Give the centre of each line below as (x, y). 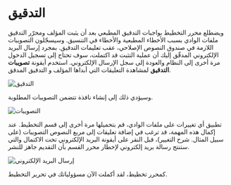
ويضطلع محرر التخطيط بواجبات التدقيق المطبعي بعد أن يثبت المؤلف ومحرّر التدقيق (116, 32)
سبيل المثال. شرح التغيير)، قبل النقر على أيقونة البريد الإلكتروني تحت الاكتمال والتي (116, 139)
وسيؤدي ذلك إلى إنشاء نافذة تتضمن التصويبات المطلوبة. (81, 97)
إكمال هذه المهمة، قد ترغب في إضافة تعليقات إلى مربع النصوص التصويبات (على (112, 132)
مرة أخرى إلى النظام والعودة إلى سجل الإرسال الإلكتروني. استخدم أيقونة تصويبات (114, 62)
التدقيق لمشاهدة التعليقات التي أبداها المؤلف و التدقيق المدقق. (89, 70)
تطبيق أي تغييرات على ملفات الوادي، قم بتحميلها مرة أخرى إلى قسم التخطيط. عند (115, 124)
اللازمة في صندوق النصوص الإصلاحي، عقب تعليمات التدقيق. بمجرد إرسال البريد (111, 47)
